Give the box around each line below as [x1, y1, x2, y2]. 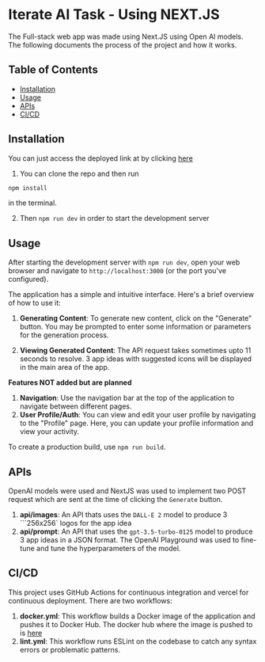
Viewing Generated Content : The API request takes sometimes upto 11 [19, 346, 252, 356]
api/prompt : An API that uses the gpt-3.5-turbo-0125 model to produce [19, 527, 253, 536]
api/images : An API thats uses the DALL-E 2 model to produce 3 [19, 510, 228, 519]
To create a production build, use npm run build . [8, 442, 166, 452]
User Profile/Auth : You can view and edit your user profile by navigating [19, 410, 256, 420]
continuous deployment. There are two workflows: [8, 595, 172, 605]
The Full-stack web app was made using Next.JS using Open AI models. [8, 32, 244, 41]
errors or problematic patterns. [19, 645, 121, 654]
